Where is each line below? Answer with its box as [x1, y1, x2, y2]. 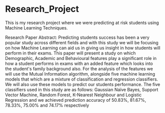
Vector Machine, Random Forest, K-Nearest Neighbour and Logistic [5, 92, 142, 98]
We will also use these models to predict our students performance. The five [5, 81, 161, 87]
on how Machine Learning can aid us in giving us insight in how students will [5, 45, 161, 51]
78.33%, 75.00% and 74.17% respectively [5, 102, 90, 108]
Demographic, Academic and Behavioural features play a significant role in [5, 55, 157, 61]
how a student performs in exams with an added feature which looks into [5, 60, 153, 66]
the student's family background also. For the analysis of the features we [5, 65, 153, 72]
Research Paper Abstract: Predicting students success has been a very [5, 34, 150, 40]
